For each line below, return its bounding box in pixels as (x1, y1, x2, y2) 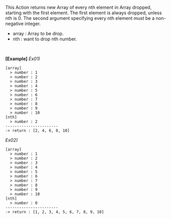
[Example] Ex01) (5, 56, 40, 62)
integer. (25, 20, 41, 27)
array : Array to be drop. (12, 31, 64, 36)
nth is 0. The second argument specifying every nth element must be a (5, 15, 155, 21)
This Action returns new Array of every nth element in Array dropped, (5, 5, 152, 10)
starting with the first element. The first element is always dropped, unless (5, 10, 162, 16)
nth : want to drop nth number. (12, 36, 77, 42)
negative (5, 20, 24, 27)
